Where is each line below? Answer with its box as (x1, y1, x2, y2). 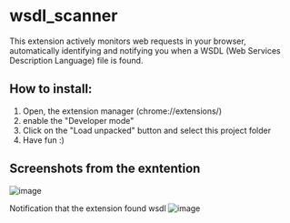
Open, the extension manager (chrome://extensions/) (22, 106, 223, 117)
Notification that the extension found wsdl (9, 202, 166, 214)
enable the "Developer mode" (22, 115, 135, 126)
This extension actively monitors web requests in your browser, (9, 35, 247, 46)
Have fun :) (22, 134, 65, 146)
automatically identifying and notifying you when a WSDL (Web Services (9, 45, 281, 56)
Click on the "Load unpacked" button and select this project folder (22, 125, 271, 136)
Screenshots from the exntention (9, 161, 201, 177)
